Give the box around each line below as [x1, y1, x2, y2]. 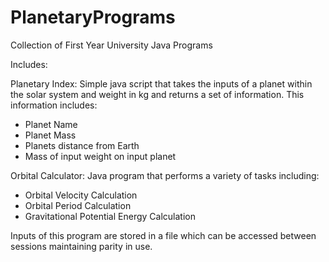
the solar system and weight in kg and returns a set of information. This [10, 88, 305, 100]
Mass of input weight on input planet [24, 150, 177, 162]
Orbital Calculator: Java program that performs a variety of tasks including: [10, 169, 320, 181]
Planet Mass [24, 129, 77, 141]
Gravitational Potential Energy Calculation [24, 210, 196, 222]
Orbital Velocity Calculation [24, 189, 138, 201]
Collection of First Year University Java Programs [10, 39, 213, 51]
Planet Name [24, 118, 78, 130]
